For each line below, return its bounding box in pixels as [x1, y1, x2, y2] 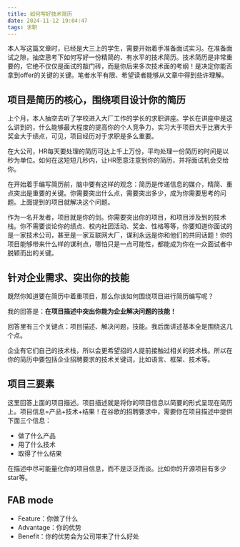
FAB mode [7, 494, 54, 506]
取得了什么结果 [17, 449, 62, 457]
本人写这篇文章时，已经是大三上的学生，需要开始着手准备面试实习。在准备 [7, 44, 226, 53]
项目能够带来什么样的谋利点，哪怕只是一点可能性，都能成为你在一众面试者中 [7, 240, 233, 248]
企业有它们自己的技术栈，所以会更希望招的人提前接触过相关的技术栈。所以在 [7, 347, 233, 354]
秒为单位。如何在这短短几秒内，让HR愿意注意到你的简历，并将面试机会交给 [7, 156, 229, 165]
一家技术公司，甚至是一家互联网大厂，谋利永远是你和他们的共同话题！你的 [13, 231, 233, 240]
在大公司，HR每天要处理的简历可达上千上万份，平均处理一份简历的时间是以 [7, 147, 229, 155]
